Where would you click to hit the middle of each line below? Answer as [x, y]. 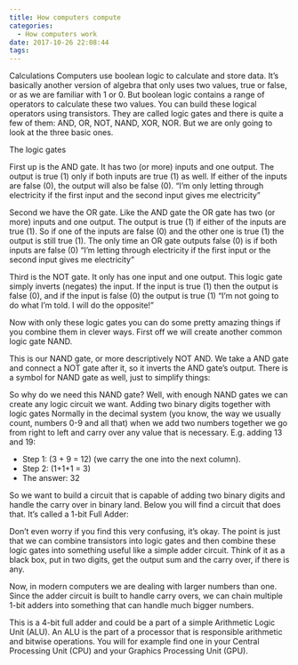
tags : [19, 51]
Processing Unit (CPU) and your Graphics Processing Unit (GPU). [129, 651]
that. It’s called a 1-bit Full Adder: [69, 514]
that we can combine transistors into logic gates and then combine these [143, 541]
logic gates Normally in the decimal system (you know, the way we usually [145, 413]
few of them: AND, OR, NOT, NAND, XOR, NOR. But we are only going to [141, 123]
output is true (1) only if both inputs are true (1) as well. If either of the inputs [148, 176]
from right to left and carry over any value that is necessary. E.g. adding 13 [146, 433]
